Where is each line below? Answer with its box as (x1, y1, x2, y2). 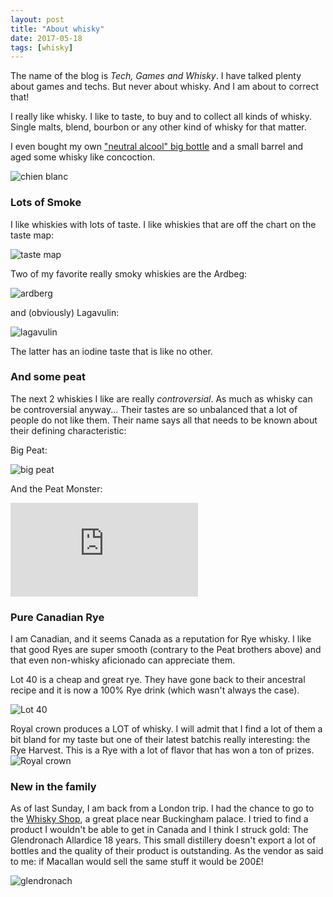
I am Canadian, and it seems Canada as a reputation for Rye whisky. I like (10, 633, 312, 645)
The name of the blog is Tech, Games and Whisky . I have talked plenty (10, 70, 302, 82)
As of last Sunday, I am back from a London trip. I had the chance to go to (10, 802, 315, 815)
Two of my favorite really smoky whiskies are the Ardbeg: (10, 267, 248, 280)
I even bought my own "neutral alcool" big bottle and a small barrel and (10, 141, 304, 153)
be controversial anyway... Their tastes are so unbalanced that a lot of (10, 403, 298, 415)
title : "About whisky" (10, 24, 105, 34)
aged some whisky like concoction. (10, 151, 156, 163)
